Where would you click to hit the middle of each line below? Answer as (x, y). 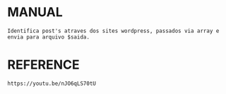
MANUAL (35, 12)
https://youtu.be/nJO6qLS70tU (52, 83)
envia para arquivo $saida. (49, 37)
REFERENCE (43, 65)
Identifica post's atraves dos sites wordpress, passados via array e (113, 31)
